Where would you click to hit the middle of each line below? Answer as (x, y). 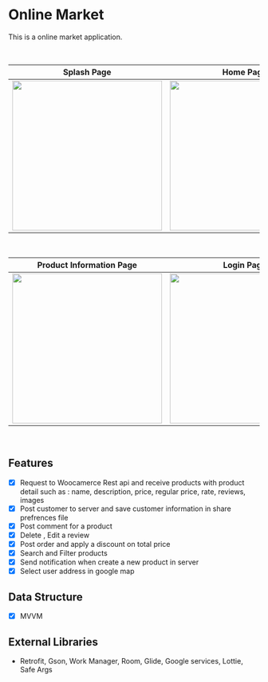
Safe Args (36, 669)
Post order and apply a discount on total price (95, 544)
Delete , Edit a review (55, 535)
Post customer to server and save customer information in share (125, 509)
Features (31, 463)
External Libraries (53, 642)
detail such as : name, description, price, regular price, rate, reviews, (132, 491)
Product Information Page (87, 265)
